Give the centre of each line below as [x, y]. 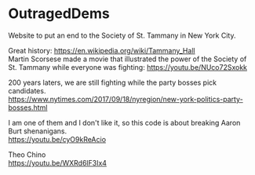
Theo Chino [27, 155]
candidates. [27, 90]
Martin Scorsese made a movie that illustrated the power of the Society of [127, 59]
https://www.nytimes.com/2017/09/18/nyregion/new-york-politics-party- [126, 99]
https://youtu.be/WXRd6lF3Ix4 [58, 162]
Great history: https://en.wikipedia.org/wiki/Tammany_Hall [102, 50]
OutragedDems [59, 14]
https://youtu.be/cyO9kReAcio [57, 139]
